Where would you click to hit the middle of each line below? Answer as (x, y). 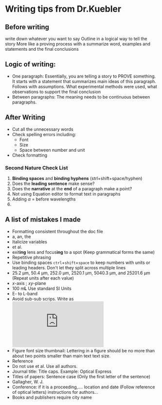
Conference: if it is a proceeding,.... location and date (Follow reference (83, 387)
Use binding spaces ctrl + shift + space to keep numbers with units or (81, 263)
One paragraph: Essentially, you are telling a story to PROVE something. (84, 76)
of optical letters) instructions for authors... (55, 392)
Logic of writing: (30, 64)
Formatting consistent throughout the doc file (57, 231)
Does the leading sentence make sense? (53, 183)
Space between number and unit (52, 150)
